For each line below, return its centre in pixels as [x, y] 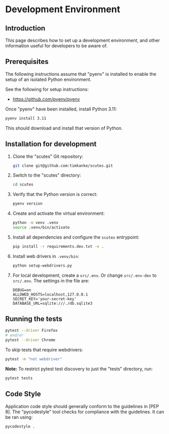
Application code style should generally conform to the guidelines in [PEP [82, 406]
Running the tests [34, 319]
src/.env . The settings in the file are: [51, 280]
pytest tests [19, 378]
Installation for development [51, 144]
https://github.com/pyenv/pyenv [46, 99]
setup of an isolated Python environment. [48, 79]
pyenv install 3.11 [26, 118]
